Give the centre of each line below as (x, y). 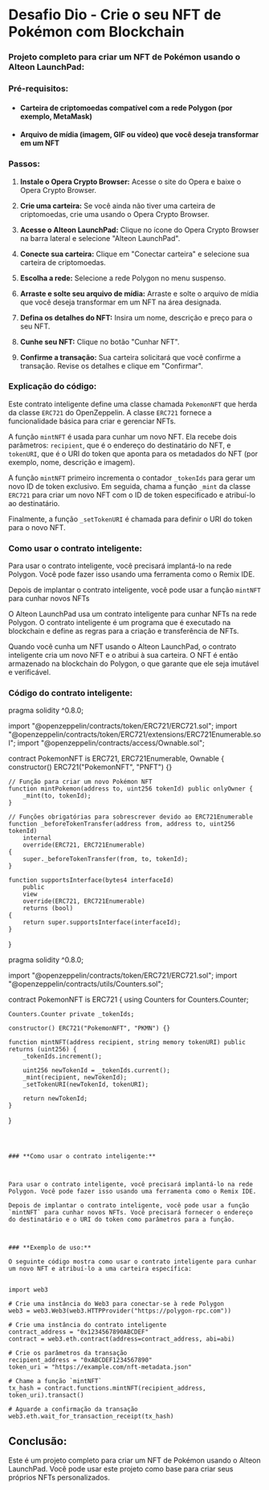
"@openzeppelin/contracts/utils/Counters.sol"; (86, 984)
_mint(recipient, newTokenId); (75, 1078)
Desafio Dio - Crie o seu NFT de (115, 15)
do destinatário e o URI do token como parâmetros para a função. (122, 1220)
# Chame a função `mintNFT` (55, 1382)
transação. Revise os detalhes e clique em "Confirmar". (111, 365)
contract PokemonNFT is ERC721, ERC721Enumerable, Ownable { (116, 759)
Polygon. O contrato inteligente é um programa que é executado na (120, 623)
